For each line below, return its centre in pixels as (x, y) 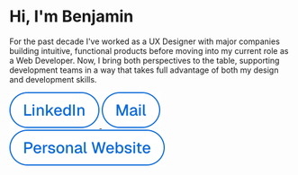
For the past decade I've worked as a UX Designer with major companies (145, 41)
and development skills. (53, 79)
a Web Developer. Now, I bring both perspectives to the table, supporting (144, 60)
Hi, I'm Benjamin (72, 17)
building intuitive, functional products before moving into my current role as (149, 50)
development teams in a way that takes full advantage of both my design (144, 70)
